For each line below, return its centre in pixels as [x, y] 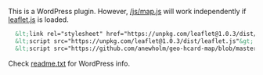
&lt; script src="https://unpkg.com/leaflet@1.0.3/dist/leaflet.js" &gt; [135, 41]
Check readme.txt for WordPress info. [69, 63]
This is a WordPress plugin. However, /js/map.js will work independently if [127, 11]
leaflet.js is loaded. [38, 20]
